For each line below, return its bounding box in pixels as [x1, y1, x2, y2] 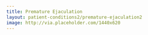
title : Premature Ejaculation [6, 8, 83, 15]
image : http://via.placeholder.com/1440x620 [6, 20, 121, 26]
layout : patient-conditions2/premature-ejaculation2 [6, 14, 143, 20]
